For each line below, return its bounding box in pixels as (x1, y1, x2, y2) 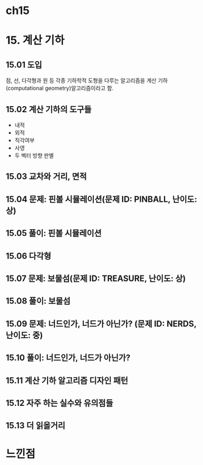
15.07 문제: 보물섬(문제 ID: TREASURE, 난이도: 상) (5, 273, 187, 283)
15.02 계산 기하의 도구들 (5, 104, 92, 115)
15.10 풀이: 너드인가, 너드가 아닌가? (5, 353, 130, 363)
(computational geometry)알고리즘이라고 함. (5, 85, 114, 92)
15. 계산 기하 (5, 34, 65, 48)
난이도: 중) (5, 330, 43, 340)
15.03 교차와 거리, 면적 (5, 171, 87, 182)
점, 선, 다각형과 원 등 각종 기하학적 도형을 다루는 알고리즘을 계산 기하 (5, 77, 168, 84)
